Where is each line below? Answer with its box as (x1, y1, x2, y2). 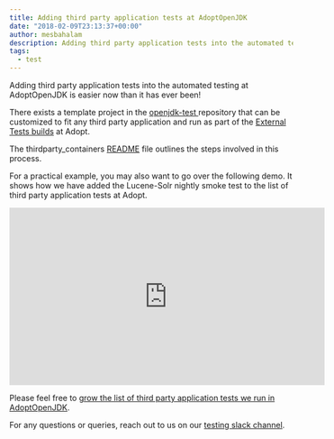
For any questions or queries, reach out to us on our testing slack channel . (9, 420, 285, 430)
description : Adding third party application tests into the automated (9, 38, 284, 48)
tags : (9, 47, 30, 56)
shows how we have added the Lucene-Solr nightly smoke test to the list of (9, 180, 289, 190)
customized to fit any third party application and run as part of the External (9, 116, 286, 127)
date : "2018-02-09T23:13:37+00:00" (9, 22, 143, 31)
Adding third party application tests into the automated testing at (9, 80, 249, 90)
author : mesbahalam (9, 30, 83, 39)
